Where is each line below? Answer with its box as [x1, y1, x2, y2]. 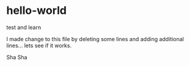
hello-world [6, 4, 67, 18]
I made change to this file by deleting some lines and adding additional [6, 35, 184, 42]
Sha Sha [6, 53, 28, 61]
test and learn [6, 24, 42, 31]
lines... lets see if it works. [6, 42, 72, 49]
